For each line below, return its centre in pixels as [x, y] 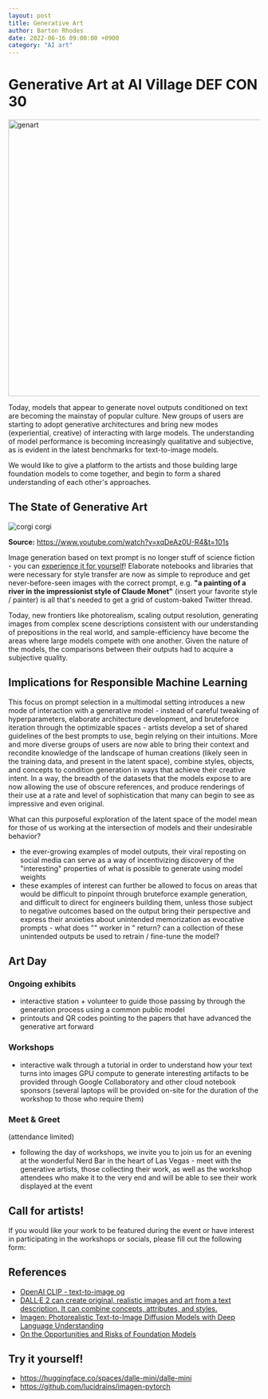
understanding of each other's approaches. [80, 483]
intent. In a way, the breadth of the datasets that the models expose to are [130, 778]
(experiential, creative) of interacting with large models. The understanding [131, 433]
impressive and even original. [57, 803]
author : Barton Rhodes [46, 30]
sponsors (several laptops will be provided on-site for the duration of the [139, 1090]
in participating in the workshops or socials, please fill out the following [125, 1239]
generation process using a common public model [102, 1010]
